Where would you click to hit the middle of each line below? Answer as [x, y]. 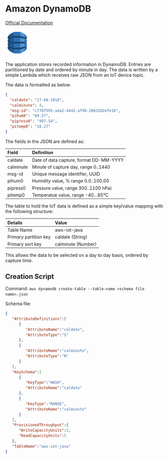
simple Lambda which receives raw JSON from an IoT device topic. [75, 75]
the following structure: [30, 212]
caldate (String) [71, 237]
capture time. [19, 260]
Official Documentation [29, 23]
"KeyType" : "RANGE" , [46, 404]
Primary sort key [24, 244]
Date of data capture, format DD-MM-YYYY [78, 160]
